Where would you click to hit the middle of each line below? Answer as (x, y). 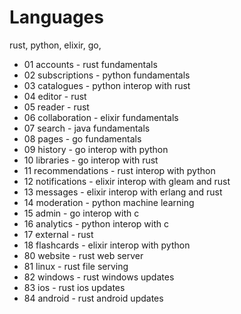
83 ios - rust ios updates (74, 287)
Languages (56, 17)
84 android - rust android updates (93, 298)
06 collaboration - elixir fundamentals (101, 117)
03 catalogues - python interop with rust (107, 85)
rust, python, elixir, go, (55, 45)
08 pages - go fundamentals (82, 138)
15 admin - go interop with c (81, 213)
